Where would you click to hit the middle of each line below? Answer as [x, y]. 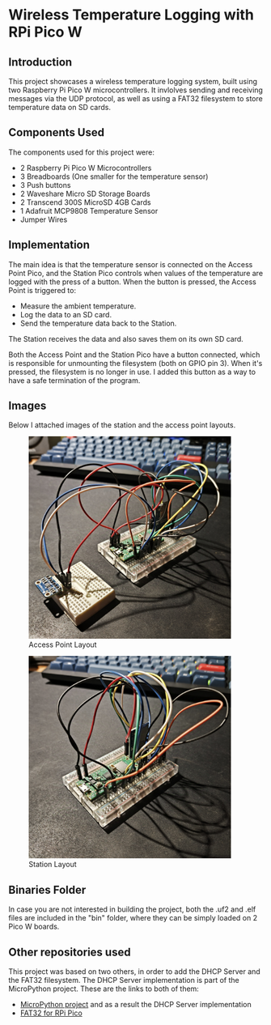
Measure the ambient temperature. [78, 306]
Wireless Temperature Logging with [131, 15]
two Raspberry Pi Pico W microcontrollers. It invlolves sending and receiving [135, 90]
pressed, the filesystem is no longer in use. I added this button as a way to [132, 372]
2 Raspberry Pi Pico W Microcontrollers [86, 168]
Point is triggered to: [42, 290]
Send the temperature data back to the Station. [98, 323]
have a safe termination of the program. [74, 380]
